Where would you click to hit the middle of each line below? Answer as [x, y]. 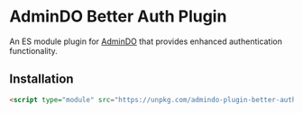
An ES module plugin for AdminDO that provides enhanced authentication [146, 41]
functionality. [34, 50]
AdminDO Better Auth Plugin [118, 17]
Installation [41, 79]
